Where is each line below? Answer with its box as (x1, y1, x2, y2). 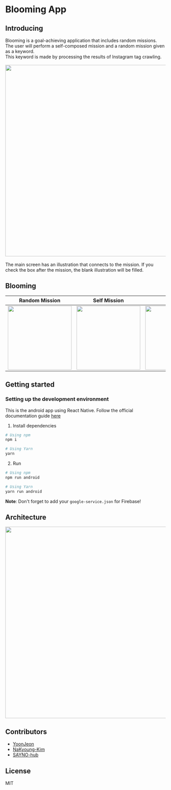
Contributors (5, 727, 47, 736)
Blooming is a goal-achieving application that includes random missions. (5, 37, 157, 43)
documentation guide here (5, 413, 61, 419)
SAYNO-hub (12, 752, 39, 758)
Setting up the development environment (5, 396, 109, 403)
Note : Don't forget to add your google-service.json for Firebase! (5, 498, 141, 504)
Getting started (5, 380, 55, 389)
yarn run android (5, 489, 42, 494)
